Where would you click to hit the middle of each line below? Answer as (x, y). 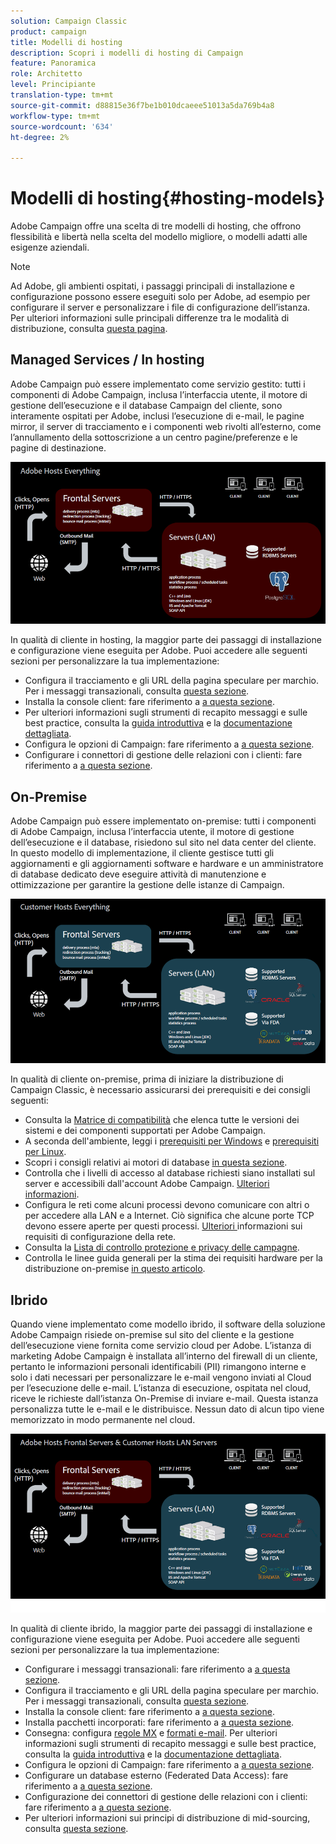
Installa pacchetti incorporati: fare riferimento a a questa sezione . (159, 1722)
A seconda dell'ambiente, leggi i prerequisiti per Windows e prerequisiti (172, 1141)
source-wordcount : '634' (62, 126)
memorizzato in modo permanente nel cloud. (103, 1420)
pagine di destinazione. (58, 447)
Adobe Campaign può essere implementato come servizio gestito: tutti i (158, 384)
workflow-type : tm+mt (55, 116)
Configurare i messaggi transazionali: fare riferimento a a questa (157, 1669)
